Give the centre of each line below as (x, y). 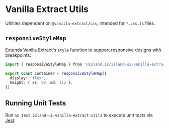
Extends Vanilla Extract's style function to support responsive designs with (83, 50)
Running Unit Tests (36, 103)
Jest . (11, 120)
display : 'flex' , (28, 78)
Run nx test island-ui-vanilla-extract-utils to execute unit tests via (79, 115)
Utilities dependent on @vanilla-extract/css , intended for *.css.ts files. (80, 23)
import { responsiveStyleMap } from (44, 64)
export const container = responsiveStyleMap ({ (56, 73)
